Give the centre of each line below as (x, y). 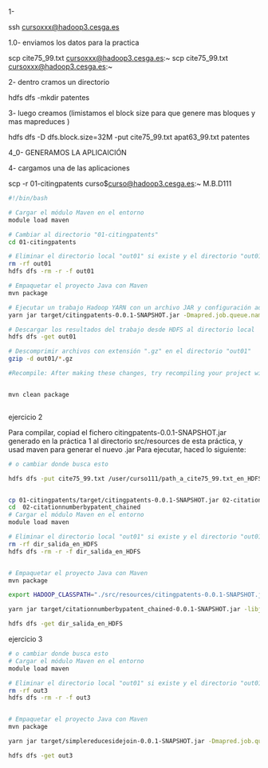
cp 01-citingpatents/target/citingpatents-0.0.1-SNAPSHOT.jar (114, 500)
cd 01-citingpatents (43, 242)
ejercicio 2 (26, 417)
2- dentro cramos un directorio (59, 82)
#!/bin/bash (28, 198)
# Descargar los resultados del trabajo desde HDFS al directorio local (132, 330)
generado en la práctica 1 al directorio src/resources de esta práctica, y (126, 441)
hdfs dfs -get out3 (41, 755)
